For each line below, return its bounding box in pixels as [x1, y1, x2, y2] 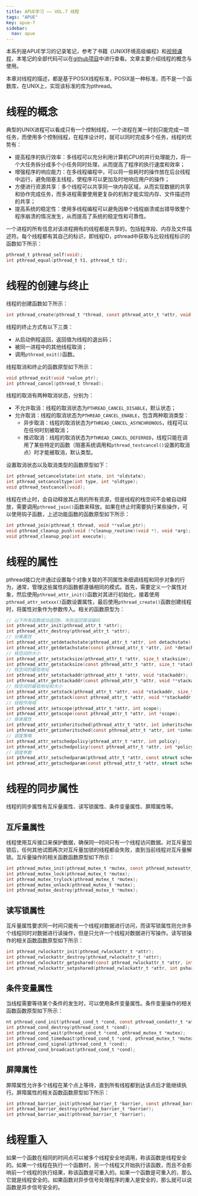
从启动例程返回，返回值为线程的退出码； [14, 336, 113, 343]
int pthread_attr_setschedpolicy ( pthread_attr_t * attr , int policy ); [6, 738, 181, 744]
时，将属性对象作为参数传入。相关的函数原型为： [6, 605, 125, 613]
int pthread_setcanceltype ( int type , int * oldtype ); [6, 479, 138, 485]
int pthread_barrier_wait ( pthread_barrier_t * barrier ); [6, 1111, 146, 1118]
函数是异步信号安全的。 [6, 1184, 63, 1191]
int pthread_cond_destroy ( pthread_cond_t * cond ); [6, 1025, 131, 1031]
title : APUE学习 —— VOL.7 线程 [6, 8, 80, 15]
